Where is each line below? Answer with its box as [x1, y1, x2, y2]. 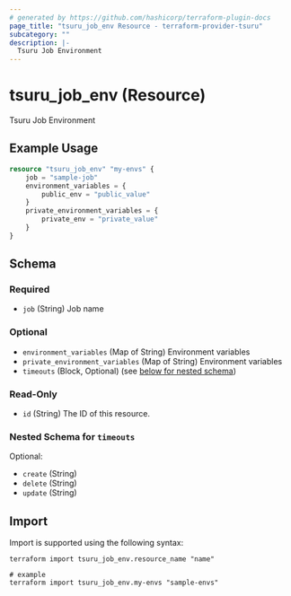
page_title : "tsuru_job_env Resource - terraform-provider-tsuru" [9, 22, 263, 31]
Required [9, 284, 50, 296]
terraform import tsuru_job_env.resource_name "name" [9, 555, 216, 564]
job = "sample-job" [25, 172, 99, 182]
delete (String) [22, 478, 78, 489]
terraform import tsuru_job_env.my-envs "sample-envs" [9, 578, 219, 588]
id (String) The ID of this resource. [22, 408, 151, 419]
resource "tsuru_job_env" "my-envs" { [9, 164, 154, 173]
